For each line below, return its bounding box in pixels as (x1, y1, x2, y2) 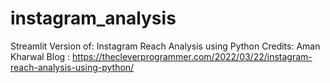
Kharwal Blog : (10, 50, 71, 62)
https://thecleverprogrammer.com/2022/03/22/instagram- (72, 50, 313, 62)
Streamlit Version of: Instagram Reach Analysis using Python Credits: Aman (10, 40, 321, 52)
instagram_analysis (10, 7, 177, 30)
